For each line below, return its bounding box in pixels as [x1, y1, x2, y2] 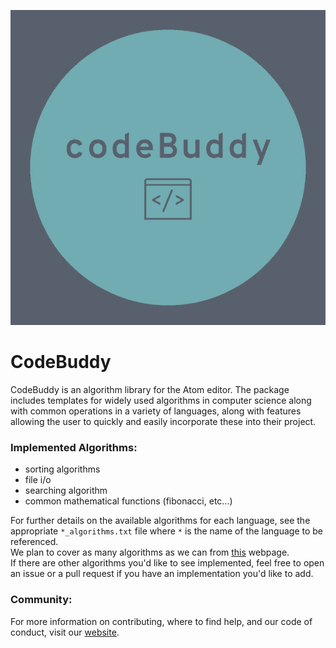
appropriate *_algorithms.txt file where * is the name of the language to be [10, 525, 324, 537]
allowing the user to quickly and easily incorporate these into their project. [10, 415, 317, 427]
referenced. [10, 536, 59, 548]
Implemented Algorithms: [10, 440, 138, 454]
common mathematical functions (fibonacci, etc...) [24, 495, 233, 507]
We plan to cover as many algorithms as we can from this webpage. [10, 546, 290, 559]
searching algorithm [24, 485, 108, 497]
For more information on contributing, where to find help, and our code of [10, 615, 313, 627]
